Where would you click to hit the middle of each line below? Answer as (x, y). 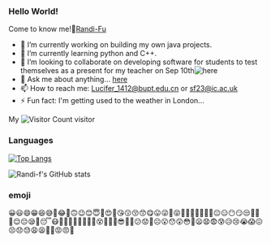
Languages (31, 141)
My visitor (52, 119)
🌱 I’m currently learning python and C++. (88, 54)
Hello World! (34, 11)
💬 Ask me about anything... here (74, 80)
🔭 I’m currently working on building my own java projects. (116, 45)
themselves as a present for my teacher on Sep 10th (107, 71)
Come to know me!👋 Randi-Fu (58, 29)
